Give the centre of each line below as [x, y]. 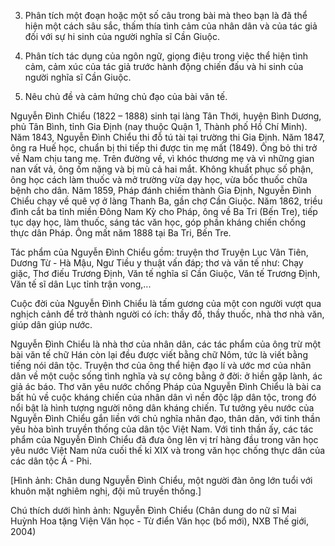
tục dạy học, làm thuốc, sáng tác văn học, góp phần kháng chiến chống [158, 222]
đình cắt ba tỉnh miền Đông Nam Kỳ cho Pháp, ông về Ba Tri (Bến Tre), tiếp [164, 211]
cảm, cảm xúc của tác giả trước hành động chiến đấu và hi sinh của [164, 66]
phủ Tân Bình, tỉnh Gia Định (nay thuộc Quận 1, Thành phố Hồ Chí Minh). [159, 126]
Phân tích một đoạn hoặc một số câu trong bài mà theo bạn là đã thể [166, 15]
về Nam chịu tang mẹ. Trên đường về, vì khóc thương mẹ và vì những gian [162, 158]
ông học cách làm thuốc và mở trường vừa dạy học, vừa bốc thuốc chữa [159, 179]
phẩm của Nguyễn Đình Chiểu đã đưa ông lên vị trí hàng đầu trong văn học [164, 439]
